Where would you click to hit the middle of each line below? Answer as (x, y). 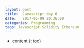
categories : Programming (30, 23)
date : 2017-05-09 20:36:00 (34, 18)
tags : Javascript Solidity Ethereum (42, 27)
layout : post (18, 9)
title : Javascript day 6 (31, 14)
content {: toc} (26, 41)
